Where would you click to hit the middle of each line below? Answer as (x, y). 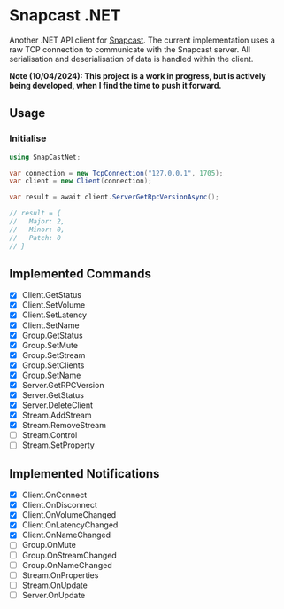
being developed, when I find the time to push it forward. (115, 85)
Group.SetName (51, 375)
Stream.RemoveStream (64, 426)
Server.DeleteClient (58, 405)
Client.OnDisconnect (59, 505)
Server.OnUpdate (54, 595)
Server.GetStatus (53, 394)
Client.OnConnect (54, 495)
